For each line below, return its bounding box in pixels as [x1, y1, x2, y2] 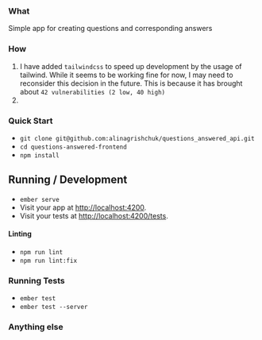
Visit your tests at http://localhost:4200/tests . [19, 211, 168, 220]
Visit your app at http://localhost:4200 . [19, 203, 147, 212]
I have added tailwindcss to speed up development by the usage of [19, 61, 242, 71]
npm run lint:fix [19, 257, 78, 265]
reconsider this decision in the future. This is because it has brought [19, 78, 243, 88]
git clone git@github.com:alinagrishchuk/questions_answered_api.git [19, 134, 256, 142]
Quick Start [8, 115, 53, 126]
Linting [8, 229, 32, 239]
